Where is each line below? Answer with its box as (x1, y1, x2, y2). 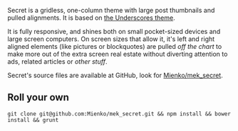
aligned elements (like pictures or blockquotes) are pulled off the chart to (7, 42, 222, 50)
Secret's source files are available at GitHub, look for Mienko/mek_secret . (7, 71, 223, 79)
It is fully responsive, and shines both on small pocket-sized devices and (7, 28, 221, 35)
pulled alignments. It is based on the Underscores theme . (7, 13, 176, 22)
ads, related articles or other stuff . (7, 57, 108, 66)
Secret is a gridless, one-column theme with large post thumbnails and (7, 6, 215, 14)
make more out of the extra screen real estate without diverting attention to (7, 50, 228, 58)
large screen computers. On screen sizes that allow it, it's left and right (7, 35, 215, 43)
